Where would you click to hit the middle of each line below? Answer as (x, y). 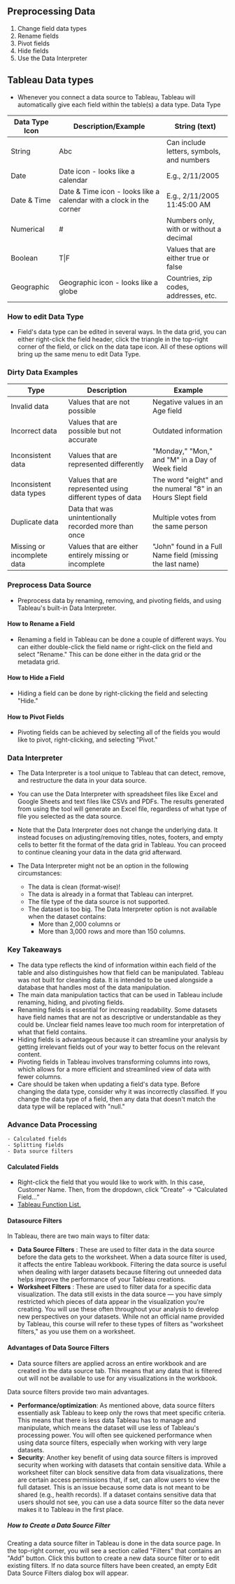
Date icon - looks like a (97, 171)
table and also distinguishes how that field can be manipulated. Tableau (120, 972)
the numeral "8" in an (187, 489)
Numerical (28, 229)
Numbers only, (191, 220)
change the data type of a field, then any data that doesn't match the (116, 1099)
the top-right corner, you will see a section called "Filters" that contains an (114, 1550)
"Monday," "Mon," (183, 451)
